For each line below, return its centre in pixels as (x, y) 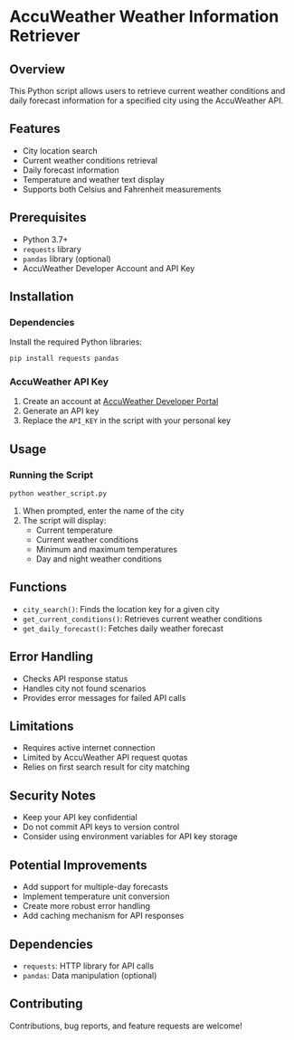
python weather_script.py (58, 494)
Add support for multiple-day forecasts (95, 887)
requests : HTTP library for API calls (88, 966)
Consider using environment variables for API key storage (130, 837)
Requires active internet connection (89, 748)
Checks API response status (75, 678)
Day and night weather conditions (99, 559)
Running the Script (51, 475)
